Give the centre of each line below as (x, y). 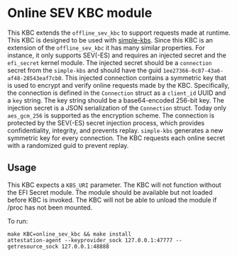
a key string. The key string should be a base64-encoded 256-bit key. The (116, 100)
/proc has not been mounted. (50, 207)
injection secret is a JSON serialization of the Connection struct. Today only (117, 108)
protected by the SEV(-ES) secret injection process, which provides (106, 122)
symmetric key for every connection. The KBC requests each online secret (116, 138)
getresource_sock (33, 246)
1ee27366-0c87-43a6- (193, 71)
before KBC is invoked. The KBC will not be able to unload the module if (112, 200)
